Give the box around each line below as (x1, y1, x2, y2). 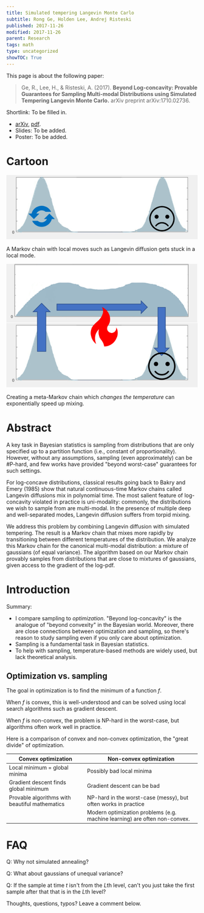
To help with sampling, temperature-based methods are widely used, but (15, 647, 197, 654)
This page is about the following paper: (6, 72, 104, 79)
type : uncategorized (6, 49, 59, 55)
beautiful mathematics (8, 800, 65, 807)
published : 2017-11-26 (6, 22, 64, 29)
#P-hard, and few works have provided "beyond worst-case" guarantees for (6, 460, 197, 468)
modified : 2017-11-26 (6, 29, 61, 35)
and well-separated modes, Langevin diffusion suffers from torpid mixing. (6, 511, 191, 518)
